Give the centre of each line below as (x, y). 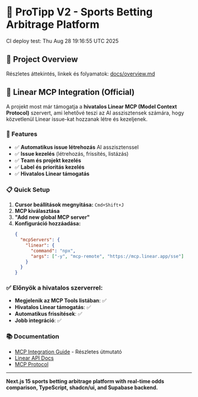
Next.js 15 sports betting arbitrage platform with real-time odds (85, 381)
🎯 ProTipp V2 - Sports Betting (80, 12)
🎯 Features (22, 134)
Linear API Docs (34, 358)
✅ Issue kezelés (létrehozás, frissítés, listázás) (72, 153)
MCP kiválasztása (37, 211)
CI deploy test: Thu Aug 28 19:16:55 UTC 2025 (62, 41)
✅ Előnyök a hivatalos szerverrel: (55, 288)
